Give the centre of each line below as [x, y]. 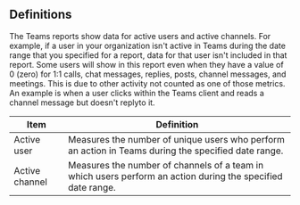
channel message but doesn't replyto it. [82, 102]
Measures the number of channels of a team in [166, 165]
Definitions [41, 15]
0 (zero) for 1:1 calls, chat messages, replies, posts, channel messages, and [148, 74]
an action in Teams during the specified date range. [176, 151]
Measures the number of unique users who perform [177, 139]
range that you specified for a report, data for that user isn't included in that [148, 55]
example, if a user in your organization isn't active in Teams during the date [147, 45]
